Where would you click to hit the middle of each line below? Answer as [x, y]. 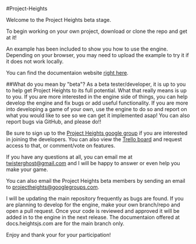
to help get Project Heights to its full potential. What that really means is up [96, 90]
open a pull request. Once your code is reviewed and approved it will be [93, 211]
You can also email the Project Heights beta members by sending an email [96, 181]
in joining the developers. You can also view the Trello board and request [94, 139]
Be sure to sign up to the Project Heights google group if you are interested [97, 133]
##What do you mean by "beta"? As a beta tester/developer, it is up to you [96, 84]
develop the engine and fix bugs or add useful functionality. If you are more [97, 103]
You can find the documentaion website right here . [67, 73]
